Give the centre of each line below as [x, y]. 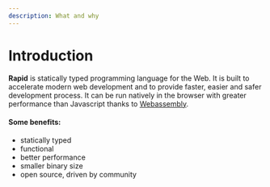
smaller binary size [51, 165]
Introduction [51, 55]
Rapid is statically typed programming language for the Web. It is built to [129, 78]
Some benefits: [35, 123]
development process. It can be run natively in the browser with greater [127, 95]
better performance [53, 157]
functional [37, 148]
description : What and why [54, 16]
